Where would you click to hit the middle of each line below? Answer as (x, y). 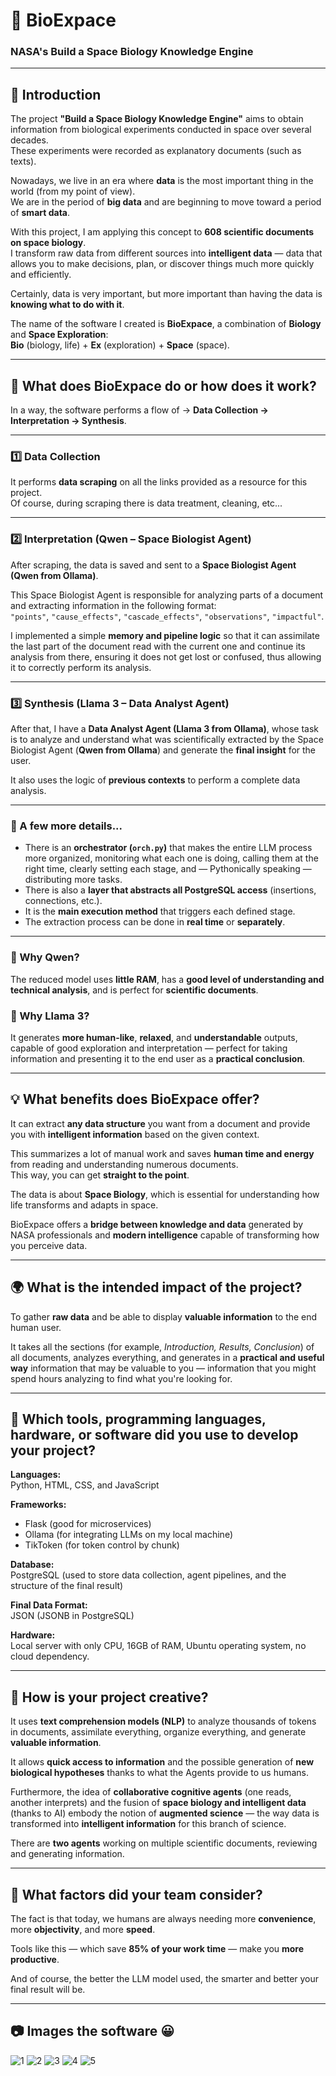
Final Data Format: (49, 1605)
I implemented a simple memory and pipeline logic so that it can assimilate (165, 635)
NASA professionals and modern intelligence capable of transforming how (165, 1235)
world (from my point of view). (73, 191)
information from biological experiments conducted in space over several (161, 130)
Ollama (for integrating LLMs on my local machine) (128, 1535)
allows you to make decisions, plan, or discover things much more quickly (162, 264)
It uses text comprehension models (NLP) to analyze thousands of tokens (163, 1721)
